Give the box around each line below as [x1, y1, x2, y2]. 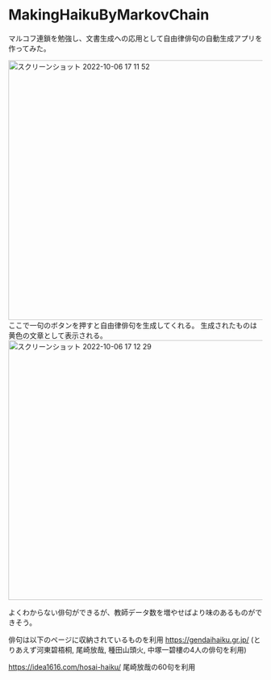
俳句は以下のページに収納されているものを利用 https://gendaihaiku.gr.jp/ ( [8, 635, 254, 644]
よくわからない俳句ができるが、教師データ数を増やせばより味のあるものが [8, 607, 256, 617]
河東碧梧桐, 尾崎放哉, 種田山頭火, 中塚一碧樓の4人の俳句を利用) [35, 644, 248, 654]
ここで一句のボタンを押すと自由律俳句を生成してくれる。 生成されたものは [8, 320, 258, 330]
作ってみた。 [8, 43, 51, 53]
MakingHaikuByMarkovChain [8, 6, 210, 24]
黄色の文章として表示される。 [8, 330, 107, 340]
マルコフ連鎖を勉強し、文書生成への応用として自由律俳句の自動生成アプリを [8, 33, 263, 43]
